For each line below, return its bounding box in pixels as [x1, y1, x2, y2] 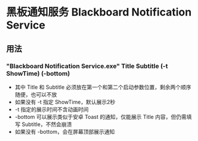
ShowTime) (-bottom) [6, 69, 70, 77]
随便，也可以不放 [14, 90, 57, 98]
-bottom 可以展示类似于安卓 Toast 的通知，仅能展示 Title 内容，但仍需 [14, 113, 187, 120]
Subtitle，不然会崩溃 [21, 120, 72, 128]
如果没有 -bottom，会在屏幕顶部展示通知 [14, 128, 115, 135]
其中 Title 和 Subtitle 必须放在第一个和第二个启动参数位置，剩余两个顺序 [14, 83, 192, 90]
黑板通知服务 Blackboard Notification [6, 5, 192, 19]
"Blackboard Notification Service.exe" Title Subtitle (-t [6, 62, 168, 70]
